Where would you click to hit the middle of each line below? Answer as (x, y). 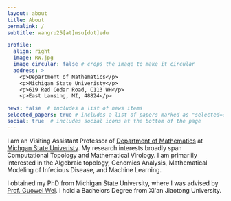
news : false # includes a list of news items (75, 108)
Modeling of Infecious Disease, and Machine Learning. (85, 169)
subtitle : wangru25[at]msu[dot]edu (58, 33)
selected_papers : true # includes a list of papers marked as (98, 115)
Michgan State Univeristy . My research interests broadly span (95, 147)
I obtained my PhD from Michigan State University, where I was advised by (113, 183)
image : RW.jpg (33, 58)
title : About (26, 20)
